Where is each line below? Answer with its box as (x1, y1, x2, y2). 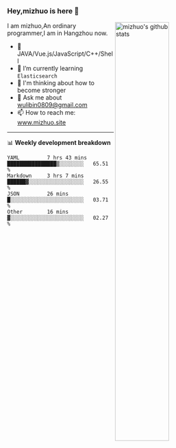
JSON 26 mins (7, 190, 69, 198)
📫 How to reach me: (16, 109, 76, 117)
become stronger (16, 86, 66, 95)
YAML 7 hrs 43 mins (7, 155, 88, 161)
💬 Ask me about (16, 93, 62, 102)
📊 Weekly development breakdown (7, 139, 111, 147)
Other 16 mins (7, 209, 69, 216)
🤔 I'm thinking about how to (16, 79, 95, 87)
